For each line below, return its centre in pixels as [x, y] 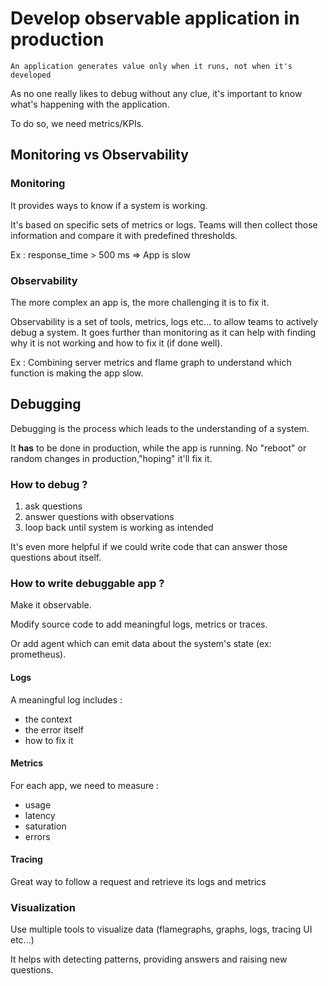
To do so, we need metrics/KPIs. [77, 123]
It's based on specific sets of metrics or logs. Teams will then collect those [164, 224]
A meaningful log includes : [66, 699]
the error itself [54, 729]
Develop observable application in [155, 18]
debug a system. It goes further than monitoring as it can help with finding [163, 332]
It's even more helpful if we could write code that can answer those [149, 547]
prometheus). [38, 654]
